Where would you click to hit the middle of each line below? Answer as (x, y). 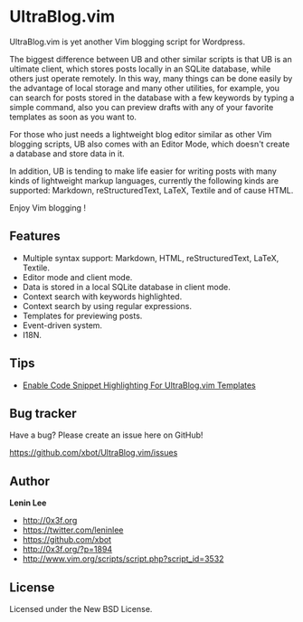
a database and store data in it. (67, 153)
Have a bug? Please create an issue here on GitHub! (106, 435)
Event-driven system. (62, 325)
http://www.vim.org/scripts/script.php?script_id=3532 (123, 559)
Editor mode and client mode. (77, 277)
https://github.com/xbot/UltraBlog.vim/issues (94, 453)
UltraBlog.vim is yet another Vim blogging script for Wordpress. (128, 42)
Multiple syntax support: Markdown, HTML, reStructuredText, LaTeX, (151, 258)
